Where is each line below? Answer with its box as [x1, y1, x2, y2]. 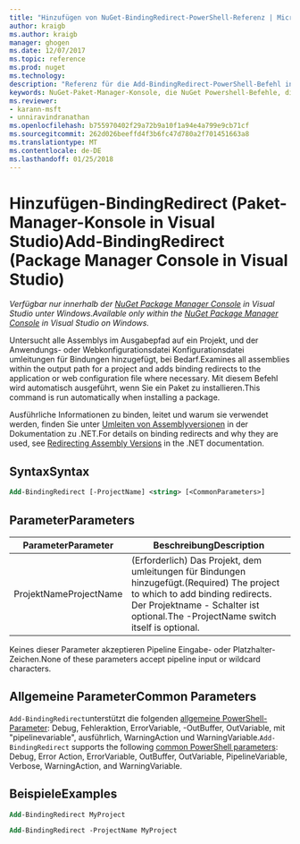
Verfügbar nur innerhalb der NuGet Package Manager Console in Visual [9, 299, 275, 310]
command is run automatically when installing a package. [9, 392, 221, 403]
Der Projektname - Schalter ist [130, 599, 260, 611]
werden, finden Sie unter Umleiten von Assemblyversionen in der [9, 419, 248, 430]
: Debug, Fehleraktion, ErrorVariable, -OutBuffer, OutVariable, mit [47, 722, 286, 733]
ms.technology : [9, 72, 66, 81]
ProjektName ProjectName [13, 587, 123, 600]
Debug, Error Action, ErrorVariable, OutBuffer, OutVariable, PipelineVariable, [9, 751, 287, 762]
